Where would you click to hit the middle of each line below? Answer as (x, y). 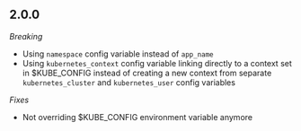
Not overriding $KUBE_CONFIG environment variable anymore (137, 117)
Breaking (26, 36)
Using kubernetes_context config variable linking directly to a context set (157, 63)
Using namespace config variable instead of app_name (118, 54)
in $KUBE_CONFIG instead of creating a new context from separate (147, 73)
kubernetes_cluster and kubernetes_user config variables (129, 82)
